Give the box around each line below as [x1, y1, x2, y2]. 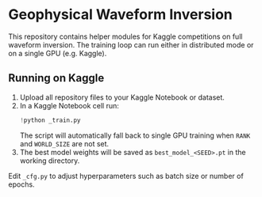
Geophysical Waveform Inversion [8, 6, 233, 24]
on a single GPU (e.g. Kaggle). [8, 48, 107, 58]
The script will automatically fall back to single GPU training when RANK [19, 131, 251, 140]
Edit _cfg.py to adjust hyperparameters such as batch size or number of [8, 171, 244, 180]
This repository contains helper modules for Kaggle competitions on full [8, 32, 243, 41]
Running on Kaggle [8, 71, 105, 85]
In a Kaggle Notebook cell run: [19, 100, 119, 110]
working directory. [19, 156, 80, 165]
